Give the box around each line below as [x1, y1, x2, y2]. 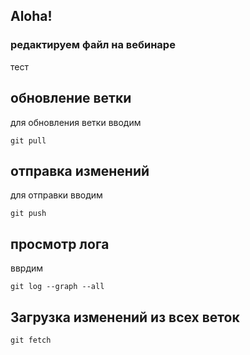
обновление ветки [10, 90, 132, 107]
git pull [10, 135, 47, 146]
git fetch [10, 335, 52, 345]
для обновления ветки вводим [10, 116, 142, 128]
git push [10, 209, 47, 219]
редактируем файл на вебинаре [10, 38, 176, 52]
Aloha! [10, 8, 53, 25]
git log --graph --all [10, 282, 105, 292]
